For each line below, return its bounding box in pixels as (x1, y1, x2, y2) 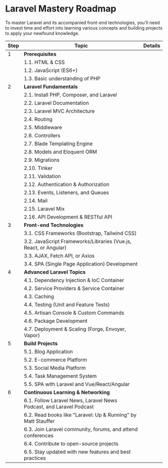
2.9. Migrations (23, 156, 60, 163)
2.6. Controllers (23, 132, 61, 139)
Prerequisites (23, 51, 56, 58)
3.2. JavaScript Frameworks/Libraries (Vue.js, (23, 238, 131, 245)
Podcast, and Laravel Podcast (23, 403, 94, 410)
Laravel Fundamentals (23, 83, 78, 90)
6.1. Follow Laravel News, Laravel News (23, 397, 117, 404)
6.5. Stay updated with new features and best (23, 448, 131, 455)
